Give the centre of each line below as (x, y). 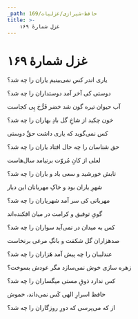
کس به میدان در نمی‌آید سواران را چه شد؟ (61, 227)
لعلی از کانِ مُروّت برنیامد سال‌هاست (54, 161)
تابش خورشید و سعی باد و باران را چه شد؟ (61, 174)
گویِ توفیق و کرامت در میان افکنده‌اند (55, 214)
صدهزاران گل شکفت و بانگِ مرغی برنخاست (63, 241)
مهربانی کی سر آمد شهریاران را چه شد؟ (59, 201)
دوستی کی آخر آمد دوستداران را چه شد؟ (59, 93)
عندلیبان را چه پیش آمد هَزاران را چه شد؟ (60, 254)
